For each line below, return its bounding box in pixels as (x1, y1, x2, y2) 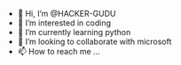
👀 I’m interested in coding (17, 18, 112, 28)
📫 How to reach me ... (17, 47, 100, 56)
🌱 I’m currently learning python (17, 27, 131, 37)
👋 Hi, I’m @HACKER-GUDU (17, 9, 116, 18)
